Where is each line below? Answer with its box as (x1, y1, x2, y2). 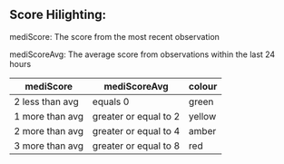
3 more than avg (14, 140, 84, 152)
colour (189, 80, 218, 92)
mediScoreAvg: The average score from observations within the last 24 (9, 49, 276, 60)
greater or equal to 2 (92, 110, 181, 122)
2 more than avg (14, 124, 84, 137)
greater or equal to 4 (92, 124, 181, 137)
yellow (189, 110, 217, 122)
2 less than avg (14, 95, 79, 108)
